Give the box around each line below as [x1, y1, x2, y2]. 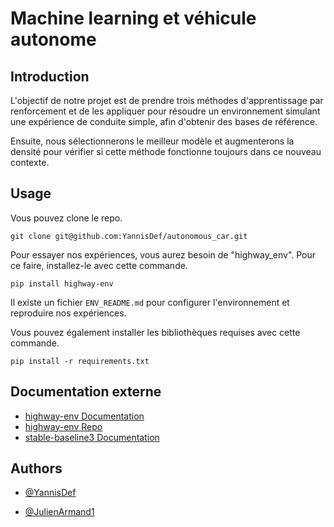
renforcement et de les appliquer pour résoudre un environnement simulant [10, 105, 321, 117]
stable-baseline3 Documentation [24, 431, 160, 443]
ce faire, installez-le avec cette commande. [10, 259, 188, 271]
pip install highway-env [10, 278, 114, 289]
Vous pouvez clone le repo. [10, 212, 123, 224]
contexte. [10, 157, 50, 168]
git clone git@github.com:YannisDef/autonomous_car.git [10, 231, 248, 241]
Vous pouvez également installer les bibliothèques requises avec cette [10, 326, 301, 338]
